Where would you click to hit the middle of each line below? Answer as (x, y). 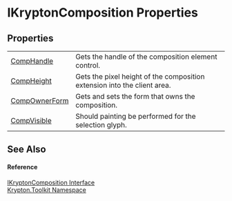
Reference (22, 166)
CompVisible (31, 121)
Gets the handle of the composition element (146, 57)
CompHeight (31, 81)
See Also (27, 150)
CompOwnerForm (40, 100)
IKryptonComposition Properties (103, 13)
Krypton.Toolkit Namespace (47, 190)
